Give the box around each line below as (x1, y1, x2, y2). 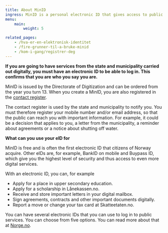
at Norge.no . (5, 222, 31, 228)
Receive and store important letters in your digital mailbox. (12, 191, 133, 197)
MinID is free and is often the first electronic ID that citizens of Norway (5, 144, 151, 151)
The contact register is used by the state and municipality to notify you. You (5, 104, 162, 110)
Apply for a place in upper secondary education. (12, 180, 113, 186)
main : (14, 21, 26, 27)
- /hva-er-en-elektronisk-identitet (14, 40, 92, 45)
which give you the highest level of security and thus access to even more (5, 156, 159, 162)
